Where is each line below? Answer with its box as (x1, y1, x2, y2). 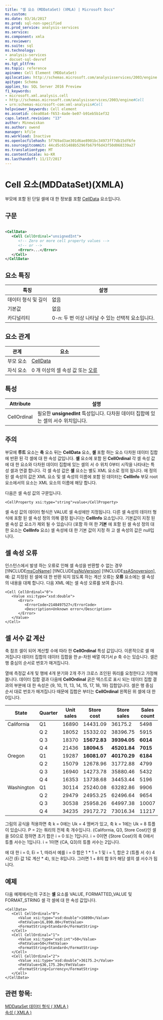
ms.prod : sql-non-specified (5, 20, 62, 26)
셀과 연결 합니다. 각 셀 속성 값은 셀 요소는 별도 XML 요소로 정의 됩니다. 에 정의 (10, 467, 157, 473)
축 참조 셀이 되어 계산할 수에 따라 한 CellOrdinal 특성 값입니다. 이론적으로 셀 (5, 648, 149, 654)
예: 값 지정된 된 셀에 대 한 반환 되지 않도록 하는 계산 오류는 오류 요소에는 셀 (5, 574, 146, 580)
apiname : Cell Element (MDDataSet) (5, 71, 77, 75)
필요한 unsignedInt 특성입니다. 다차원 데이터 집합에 (37, 410, 150, 417)
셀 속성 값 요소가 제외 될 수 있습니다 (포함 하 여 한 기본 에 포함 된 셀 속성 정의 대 (5, 521, 155, 527)
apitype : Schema (5, 79, 38, 84)
